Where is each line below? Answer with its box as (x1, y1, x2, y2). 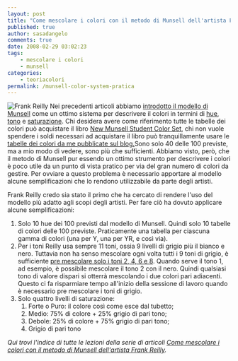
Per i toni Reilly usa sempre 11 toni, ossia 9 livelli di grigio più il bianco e (17, 242, 225, 251)
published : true (7, 23, 55, 30)
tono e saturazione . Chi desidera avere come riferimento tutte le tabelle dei (7, 117, 226, 126)
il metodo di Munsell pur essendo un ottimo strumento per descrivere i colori (7, 155, 231, 163)
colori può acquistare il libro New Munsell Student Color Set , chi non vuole (7, 124, 225, 133)
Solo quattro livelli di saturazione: (17, 295, 115, 303)
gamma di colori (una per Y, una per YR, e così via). (17, 235, 169, 243)
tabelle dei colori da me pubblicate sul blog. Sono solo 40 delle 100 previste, (7, 139, 229, 148)
